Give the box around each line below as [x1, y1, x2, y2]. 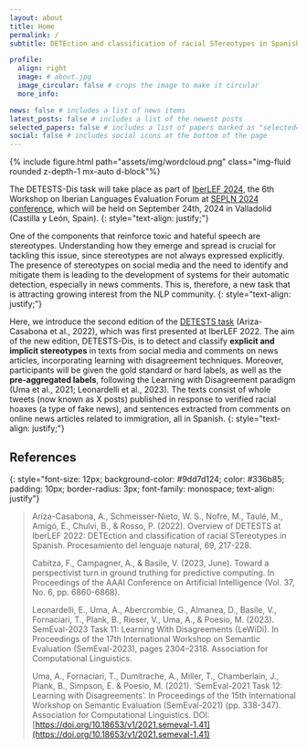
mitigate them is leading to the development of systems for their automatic [9, 269, 290, 280]
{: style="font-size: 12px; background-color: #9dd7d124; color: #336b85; [9, 473, 285, 484]
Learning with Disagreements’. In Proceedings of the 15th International [31, 690, 297, 701]
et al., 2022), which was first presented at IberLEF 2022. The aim [49, 326, 295, 337]
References [9, 449, 77, 465]
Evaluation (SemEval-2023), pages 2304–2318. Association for [31, 643, 269, 654]
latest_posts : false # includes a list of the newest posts [9, 114, 244, 123]
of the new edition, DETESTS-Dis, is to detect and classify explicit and [9, 335, 276, 347]
